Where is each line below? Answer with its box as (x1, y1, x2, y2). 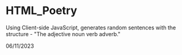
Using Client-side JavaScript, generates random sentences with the (5, 24, 177, 31)
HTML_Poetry (5, 4, 78, 18)
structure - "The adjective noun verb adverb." (5, 30, 121, 37)
